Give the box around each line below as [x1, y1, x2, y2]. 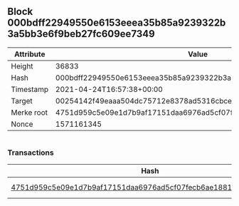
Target [11, 96, 33, 105]
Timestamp [11, 84, 49, 94]
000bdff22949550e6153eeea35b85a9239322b [7, 17, 226, 29]
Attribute [14, 49, 46, 59]
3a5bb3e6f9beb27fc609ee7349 [7, 28, 155, 40]
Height [11, 61, 33, 71]
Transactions [7, 148, 55, 158]
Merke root [11, 107, 48, 117]
